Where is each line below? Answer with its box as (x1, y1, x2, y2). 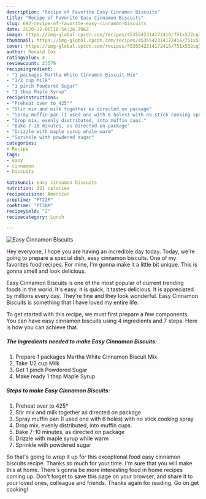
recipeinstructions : (6, 94, 59, 101)
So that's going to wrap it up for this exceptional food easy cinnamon (6, 453, 181, 460)
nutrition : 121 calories (6, 185, 70, 192)
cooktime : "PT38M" (6, 202, 53, 208)
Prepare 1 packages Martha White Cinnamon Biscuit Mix (15, 353, 158, 360)
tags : (6, 151, 20, 158)
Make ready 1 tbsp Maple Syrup (15, 373, 96, 380)
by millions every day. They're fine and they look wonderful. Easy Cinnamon (6, 292, 199, 300)
